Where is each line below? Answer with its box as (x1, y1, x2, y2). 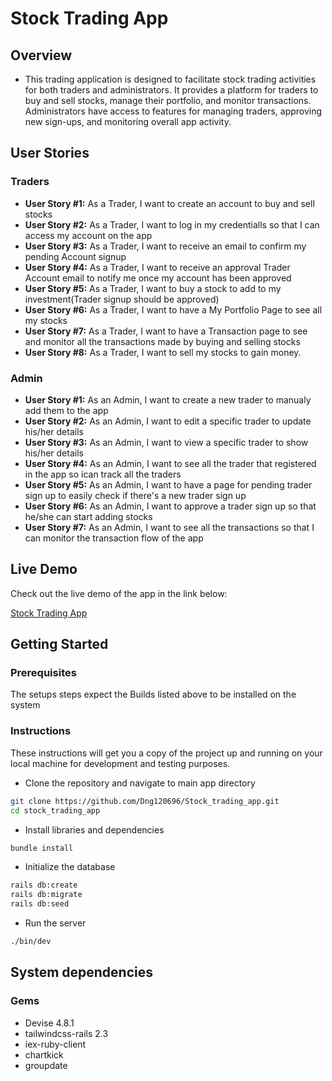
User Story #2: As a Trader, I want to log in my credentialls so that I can (24, 218, 320, 231)
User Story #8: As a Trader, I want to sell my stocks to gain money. (24, 346, 302, 358)
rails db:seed (10, 899, 70, 909)
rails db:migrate (10, 890, 83, 900)
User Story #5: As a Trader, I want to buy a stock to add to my (24, 282, 282, 294)
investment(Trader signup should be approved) (24, 293, 220, 305)
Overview (10, 47, 73, 64)
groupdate (24, 1059, 68, 1071)
